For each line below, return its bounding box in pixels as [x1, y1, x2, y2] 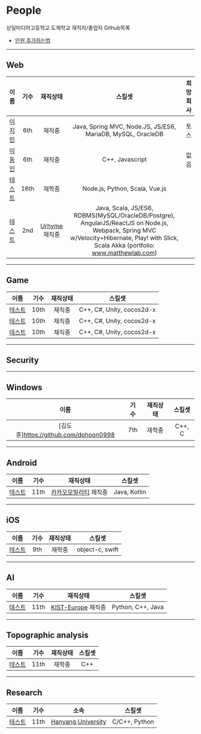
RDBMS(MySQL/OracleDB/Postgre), [74, 211, 175, 219]
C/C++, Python [112, 718, 154, 726]
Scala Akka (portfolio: [94, 241, 155, 249]
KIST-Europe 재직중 [50, 603, 106, 611]
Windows [6, 382, 42, 392]
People [6, 4, 42, 17]
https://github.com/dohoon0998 [23, 431, 115, 439]
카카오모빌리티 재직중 [50, 488, 108, 496]
